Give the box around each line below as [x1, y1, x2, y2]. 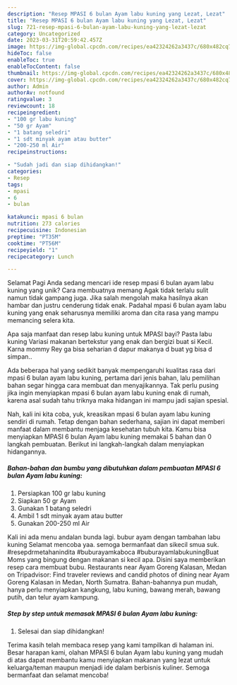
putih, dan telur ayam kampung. [7, 593, 100, 601]
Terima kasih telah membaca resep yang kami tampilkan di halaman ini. [7, 641, 214, 650]
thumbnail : [7, 69, 39, 76]
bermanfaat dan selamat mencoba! [7, 671, 109, 679]
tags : [7, 181, 23, 188]
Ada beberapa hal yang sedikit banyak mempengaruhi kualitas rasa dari [7, 366, 216, 375]
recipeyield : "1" [7, 246, 59, 253]
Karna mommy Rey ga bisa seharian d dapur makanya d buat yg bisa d [7, 345, 213, 354]
